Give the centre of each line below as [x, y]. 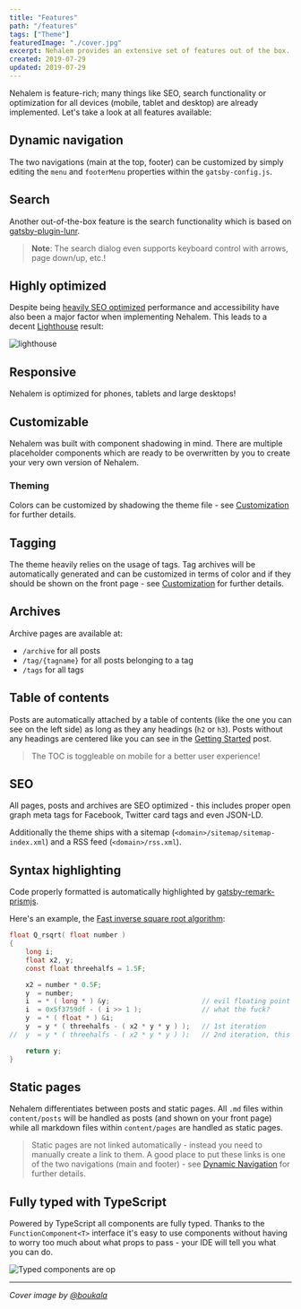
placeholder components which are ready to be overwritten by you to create [150, 453]
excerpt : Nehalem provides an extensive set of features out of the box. [150, 51]
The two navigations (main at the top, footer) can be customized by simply [146, 161]
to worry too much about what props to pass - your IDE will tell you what [143, 1243]
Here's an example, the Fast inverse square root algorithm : [117, 919]
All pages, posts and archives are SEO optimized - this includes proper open [150, 806]
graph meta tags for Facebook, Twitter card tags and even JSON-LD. [137, 815]
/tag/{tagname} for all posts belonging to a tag [108, 660]
